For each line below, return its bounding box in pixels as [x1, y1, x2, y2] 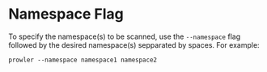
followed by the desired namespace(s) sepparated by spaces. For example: [8, 40, 261, 49]
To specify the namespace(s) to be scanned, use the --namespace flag [8, 32, 241, 41]
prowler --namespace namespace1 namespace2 [8, 56, 158, 64]
